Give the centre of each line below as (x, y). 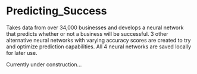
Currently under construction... (44, 64)
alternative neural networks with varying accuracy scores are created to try (98, 40)
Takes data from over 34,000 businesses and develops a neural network (95, 27)
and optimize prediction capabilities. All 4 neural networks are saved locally (99, 47)
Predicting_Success (57, 11)
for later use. (22, 53)
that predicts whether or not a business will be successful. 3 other (87, 33)
